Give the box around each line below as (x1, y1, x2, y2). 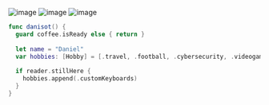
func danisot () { (8, 23, 66, 31)
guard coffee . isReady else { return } (15, 30, 146, 38)
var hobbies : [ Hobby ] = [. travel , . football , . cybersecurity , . (15, 52, 235, 60)
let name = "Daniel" (15, 45, 84, 53)
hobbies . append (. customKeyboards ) (22, 75, 138, 83)
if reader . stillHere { (15, 68, 91, 76)
